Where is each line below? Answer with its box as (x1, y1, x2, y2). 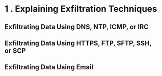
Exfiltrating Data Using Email (4, 63, 94, 71)
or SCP (4, 46, 26, 55)
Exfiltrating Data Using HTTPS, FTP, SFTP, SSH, (4, 39, 152, 47)
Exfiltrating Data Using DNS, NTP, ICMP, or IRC (4, 23, 149, 31)
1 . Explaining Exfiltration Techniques (4, 3, 157, 15)
